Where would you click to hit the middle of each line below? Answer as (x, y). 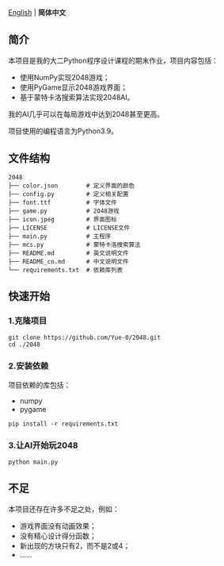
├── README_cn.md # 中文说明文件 (68, 261)
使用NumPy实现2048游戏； (65, 77)
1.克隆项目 (28, 321)
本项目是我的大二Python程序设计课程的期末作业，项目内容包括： (114, 60)
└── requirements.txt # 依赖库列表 (66, 270)
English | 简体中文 (37, 12)
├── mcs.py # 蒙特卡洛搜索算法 (74, 244)
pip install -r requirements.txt (63, 424)
